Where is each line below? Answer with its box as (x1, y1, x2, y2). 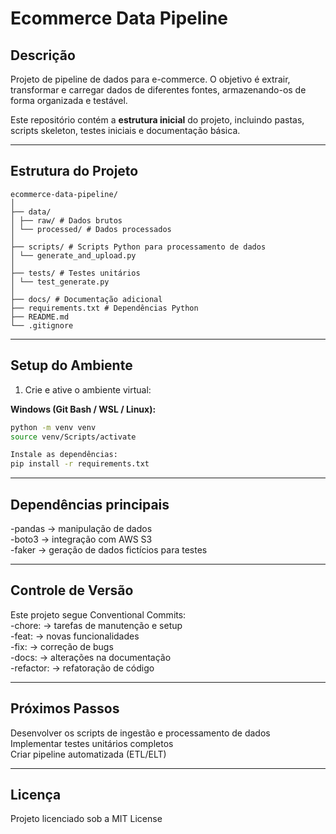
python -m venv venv (10, 422, 97, 432)
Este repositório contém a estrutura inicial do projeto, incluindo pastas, (10, 114, 305, 126)
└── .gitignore (10, 320, 74, 331)
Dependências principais (10, 496, 170, 513)
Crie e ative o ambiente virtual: (24, 383, 152, 396)
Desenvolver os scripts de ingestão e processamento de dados (10, 727, 271, 739)
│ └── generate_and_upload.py (10, 250, 137, 261)
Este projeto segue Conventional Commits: (10, 608, 187, 621)
